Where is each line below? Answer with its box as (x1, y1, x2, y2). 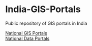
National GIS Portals (5, 30, 47, 36)
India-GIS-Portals (5, 4, 81, 15)
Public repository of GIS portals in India (5, 20, 87, 26)
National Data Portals (5, 35, 50, 41)
